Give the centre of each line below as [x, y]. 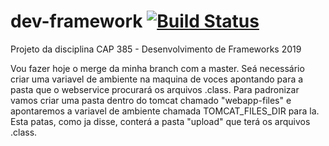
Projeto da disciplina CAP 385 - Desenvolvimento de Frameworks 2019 [156, 49]
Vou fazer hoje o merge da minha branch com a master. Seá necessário [157, 68]
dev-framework [76, 21]
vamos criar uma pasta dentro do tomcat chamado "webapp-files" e [151, 100]
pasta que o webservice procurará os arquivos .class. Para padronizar [155, 89]
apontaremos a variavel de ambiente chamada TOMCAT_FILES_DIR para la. [165, 111]
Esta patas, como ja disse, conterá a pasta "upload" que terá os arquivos [160, 121]
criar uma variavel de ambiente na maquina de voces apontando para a [157, 79]
